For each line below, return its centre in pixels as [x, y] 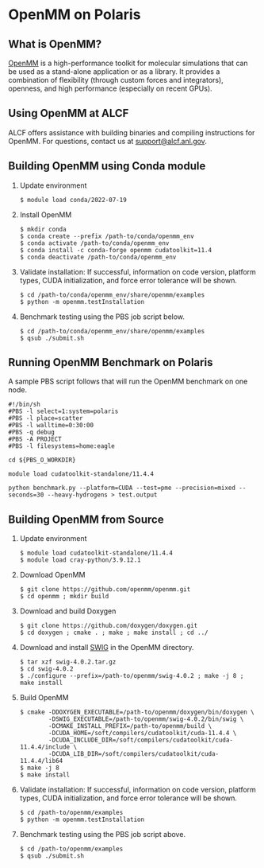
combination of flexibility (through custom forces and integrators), [116, 80]
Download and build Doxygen [68, 611]
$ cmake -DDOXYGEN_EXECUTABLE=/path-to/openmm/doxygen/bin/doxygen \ [137, 712]
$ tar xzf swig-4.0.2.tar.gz [68, 662]
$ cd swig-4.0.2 [46, 669]
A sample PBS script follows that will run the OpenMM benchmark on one [128, 381]
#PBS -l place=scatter [46, 418]
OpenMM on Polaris [75, 15]
